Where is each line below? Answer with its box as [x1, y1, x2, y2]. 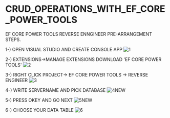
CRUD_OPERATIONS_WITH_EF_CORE [5, 3, 165, 15]
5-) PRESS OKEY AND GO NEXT [5, 97, 73, 103]
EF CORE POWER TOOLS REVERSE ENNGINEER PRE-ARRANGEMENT [5, 31, 153, 37]
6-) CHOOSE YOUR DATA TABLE [5, 107, 74, 113]
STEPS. [5, 36, 22, 43]
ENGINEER [5, 77, 28, 83]
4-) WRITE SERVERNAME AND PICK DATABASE [5, 87, 106, 93]
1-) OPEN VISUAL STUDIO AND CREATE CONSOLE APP [5, 46, 123, 52]
